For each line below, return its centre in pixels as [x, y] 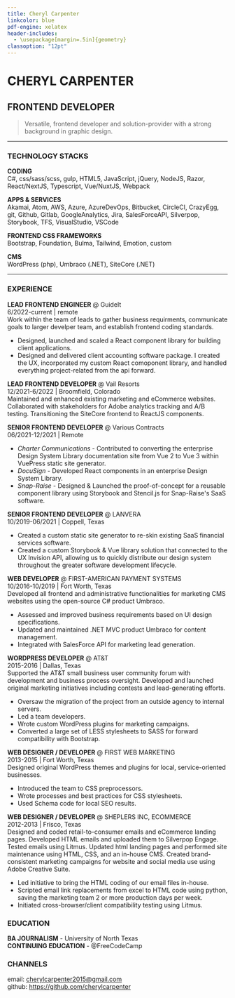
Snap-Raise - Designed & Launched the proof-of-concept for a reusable [121, 486]
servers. [29, 709]
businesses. [24, 774]
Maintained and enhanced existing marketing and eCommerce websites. [112, 399]
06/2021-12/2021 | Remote [45, 434]
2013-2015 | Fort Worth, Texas [51, 759]
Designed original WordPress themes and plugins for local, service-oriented [116, 767]
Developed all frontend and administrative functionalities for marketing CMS [116, 593]
